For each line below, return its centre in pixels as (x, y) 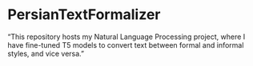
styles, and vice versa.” (46, 53)
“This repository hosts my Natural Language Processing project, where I (127, 37)
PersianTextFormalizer (84, 15)
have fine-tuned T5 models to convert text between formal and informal (126, 45)
